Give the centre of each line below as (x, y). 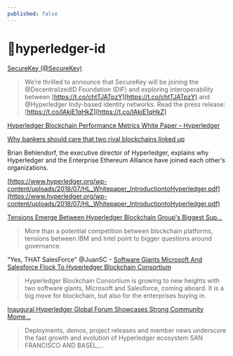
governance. (43, 246)
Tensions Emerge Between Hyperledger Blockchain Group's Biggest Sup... (115, 217)
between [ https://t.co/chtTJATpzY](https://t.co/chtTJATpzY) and (117, 96)
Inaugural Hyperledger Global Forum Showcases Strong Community (106, 309)
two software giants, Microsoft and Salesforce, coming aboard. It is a (124, 288)
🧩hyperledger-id (56, 48)
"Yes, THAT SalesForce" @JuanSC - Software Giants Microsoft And (105, 259)
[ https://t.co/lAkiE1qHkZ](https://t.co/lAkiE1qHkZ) (95, 112)
